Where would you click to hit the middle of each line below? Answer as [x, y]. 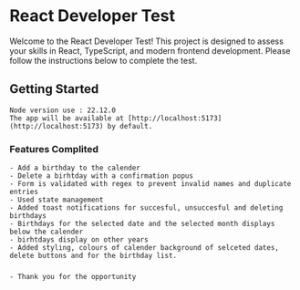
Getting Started [54, 89]
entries [24, 192]
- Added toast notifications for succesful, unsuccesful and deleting [146, 208]
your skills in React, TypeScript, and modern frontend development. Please [150, 50]
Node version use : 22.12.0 [63, 110]
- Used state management [57, 200]
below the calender [47, 232]
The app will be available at [67, 118]
